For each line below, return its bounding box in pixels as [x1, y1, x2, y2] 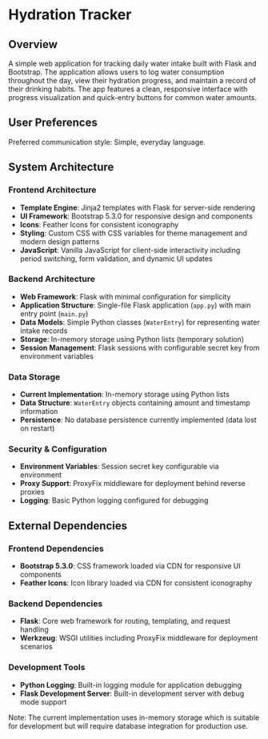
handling [19, 625, 50, 634]
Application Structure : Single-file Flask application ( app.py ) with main [19, 300, 251, 310]
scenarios [19, 642, 54, 652]
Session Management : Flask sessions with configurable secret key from [19, 343, 260, 352]
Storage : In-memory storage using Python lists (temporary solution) [19, 334, 245, 343]
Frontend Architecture [8, 184, 97, 195]
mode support [19, 697, 67, 706]
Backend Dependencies [8, 598, 103, 609]
